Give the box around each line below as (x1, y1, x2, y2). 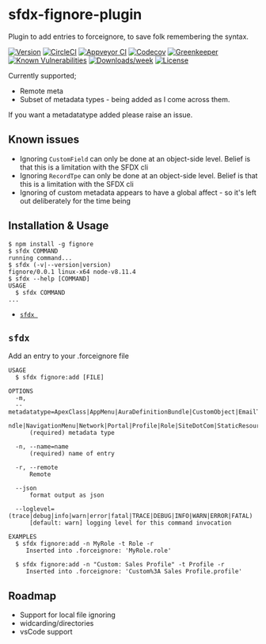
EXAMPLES (8, 533, 37, 541)
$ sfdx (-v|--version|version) (8, 261, 112, 269)
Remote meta (19, 86, 63, 96)
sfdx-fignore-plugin (8, 6, 142, 24)
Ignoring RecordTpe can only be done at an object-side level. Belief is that (19, 170, 258, 180)
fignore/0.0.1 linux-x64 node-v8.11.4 (8, 268, 136, 276)
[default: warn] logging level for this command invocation (28, 519, 232, 528)
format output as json (28, 491, 104, 500)
